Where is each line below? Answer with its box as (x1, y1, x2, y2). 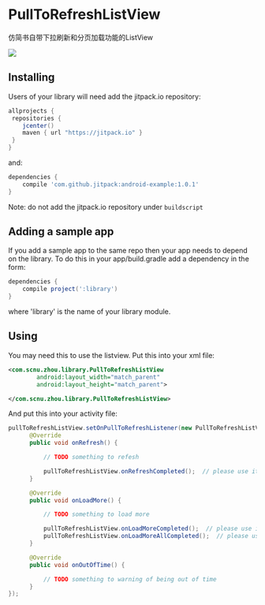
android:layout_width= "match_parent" (36, 373, 160, 381)
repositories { (11, 114, 62, 122)
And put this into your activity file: (8, 409, 118, 419)
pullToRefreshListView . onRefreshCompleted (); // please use (43, 467, 248, 475)
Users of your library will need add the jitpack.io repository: (8, 91, 201, 101)
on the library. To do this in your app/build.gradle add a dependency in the (8, 254, 250, 263)
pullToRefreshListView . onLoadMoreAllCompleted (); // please (43, 532, 248, 540)
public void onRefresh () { (28, 439, 118, 447)
